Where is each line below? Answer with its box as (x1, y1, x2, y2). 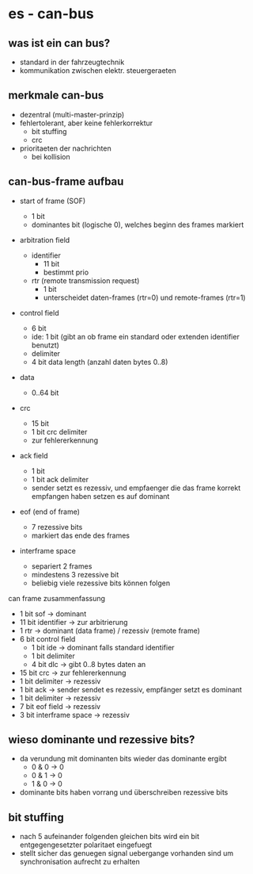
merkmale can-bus (8, 89, 104, 102)
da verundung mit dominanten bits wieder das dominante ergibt (19, 754, 227, 764)
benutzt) (31, 340, 59, 350)
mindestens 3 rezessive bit (31, 569, 119, 579)
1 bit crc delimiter (31, 427, 88, 436)
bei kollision (31, 151, 71, 161)
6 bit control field (19, 634, 76, 643)
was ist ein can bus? (8, 36, 111, 50)
